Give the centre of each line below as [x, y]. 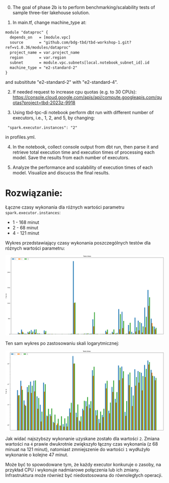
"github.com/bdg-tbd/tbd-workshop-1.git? [88, 42]
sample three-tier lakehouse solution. [51, 13]
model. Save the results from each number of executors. [71, 158]
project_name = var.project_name [45, 53]
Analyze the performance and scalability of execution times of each [82, 167]
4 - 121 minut [26, 233]
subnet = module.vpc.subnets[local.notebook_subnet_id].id [80, 63]
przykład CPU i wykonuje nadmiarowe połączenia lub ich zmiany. [72, 470]
